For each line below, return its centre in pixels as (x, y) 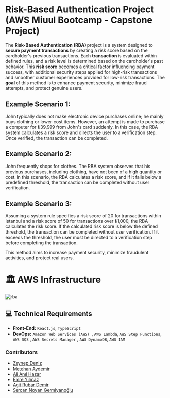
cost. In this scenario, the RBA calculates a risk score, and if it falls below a (83, 177)
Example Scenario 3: (39, 203)
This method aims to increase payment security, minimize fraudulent (77, 253)
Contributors (22, 352)
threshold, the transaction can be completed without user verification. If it (82, 232)
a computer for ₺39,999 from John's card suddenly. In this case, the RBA (82, 127)
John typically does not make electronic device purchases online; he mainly (84, 116)
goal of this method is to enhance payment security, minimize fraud (76, 83)
